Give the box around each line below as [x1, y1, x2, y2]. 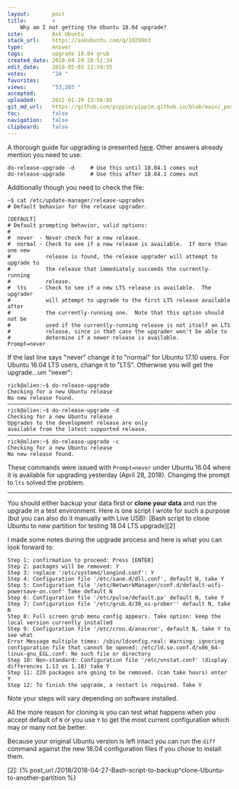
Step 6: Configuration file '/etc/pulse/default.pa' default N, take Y [7, 594, 224, 601]
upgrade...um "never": [7, 368, 73, 377]
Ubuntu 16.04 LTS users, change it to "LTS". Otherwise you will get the [7, 360, 213, 369]
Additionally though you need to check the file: [7, 183, 144, 191]
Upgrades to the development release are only [7, 419, 148, 427]
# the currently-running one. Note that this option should [7, 309, 224, 316]
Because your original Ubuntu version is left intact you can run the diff [7, 736, 216, 745]
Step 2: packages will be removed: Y [7, 563, 119, 570]
